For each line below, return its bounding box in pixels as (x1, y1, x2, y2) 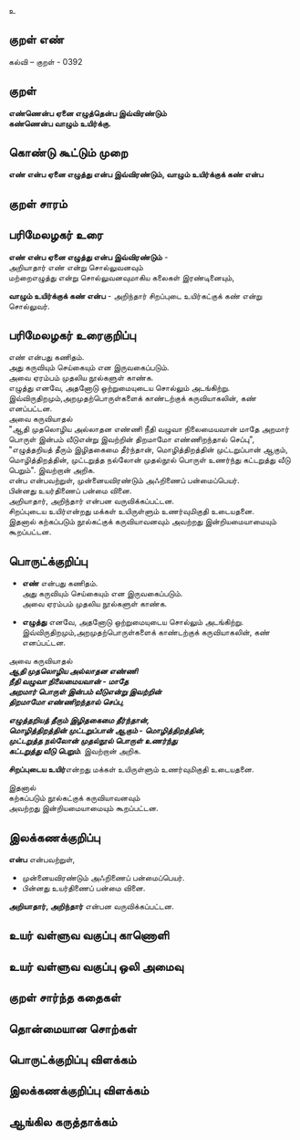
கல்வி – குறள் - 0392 (8, 56, 83, 67)
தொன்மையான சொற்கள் (8, 1020, 138, 1037)
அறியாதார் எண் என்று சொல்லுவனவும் (8, 261, 143, 272)
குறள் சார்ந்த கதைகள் (8, 990, 121, 1006)
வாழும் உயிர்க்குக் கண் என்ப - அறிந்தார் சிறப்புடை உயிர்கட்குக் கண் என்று (8, 290, 263, 301)
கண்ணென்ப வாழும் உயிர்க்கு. (8, 118, 111, 129)
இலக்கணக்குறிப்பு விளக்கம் (8, 1083, 150, 1099)
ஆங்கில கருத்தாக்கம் (8, 1114, 118, 1129)
